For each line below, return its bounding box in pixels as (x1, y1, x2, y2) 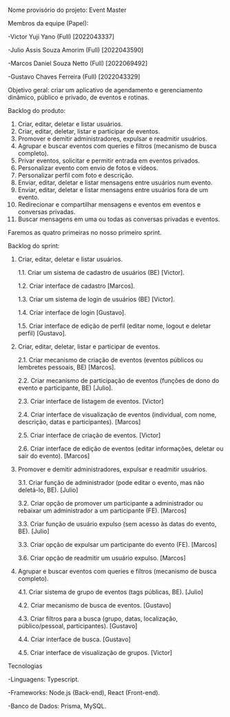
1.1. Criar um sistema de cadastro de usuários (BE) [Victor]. (17, 269, 185, 276)
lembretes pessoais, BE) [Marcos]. (17, 363, 116, 371)
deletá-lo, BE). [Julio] (17, 486, 79, 494)
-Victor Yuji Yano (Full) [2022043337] (8, 32, 115, 41)
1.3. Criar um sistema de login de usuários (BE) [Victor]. (17, 295, 175, 303)
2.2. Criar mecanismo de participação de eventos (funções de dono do (17, 377, 220, 384)
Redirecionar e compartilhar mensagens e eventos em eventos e (17, 200, 201, 209)
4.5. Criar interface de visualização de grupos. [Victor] (17, 649, 173, 656)
